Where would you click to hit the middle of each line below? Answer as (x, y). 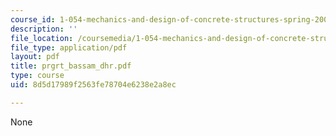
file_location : (42, 38)
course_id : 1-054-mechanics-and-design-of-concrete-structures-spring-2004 (171, 19)
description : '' (44, 29)
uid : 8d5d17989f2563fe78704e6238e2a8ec (93, 85)
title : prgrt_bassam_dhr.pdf (71, 66)
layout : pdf (35, 57)
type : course (37, 76)
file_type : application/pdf (69, 47)
